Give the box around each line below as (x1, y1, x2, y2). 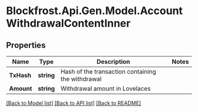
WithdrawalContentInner (6, 17, 131, 30)
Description (96, 58, 131, 65)
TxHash (9, 71, 31, 79)
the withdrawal (60, 75, 102, 83)
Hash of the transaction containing (60, 68, 156, 75)
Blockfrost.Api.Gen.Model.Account (6, 4, 183, 18)
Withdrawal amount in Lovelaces (60, 84, 151, 93)
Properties (6, 40, 46, 50)
